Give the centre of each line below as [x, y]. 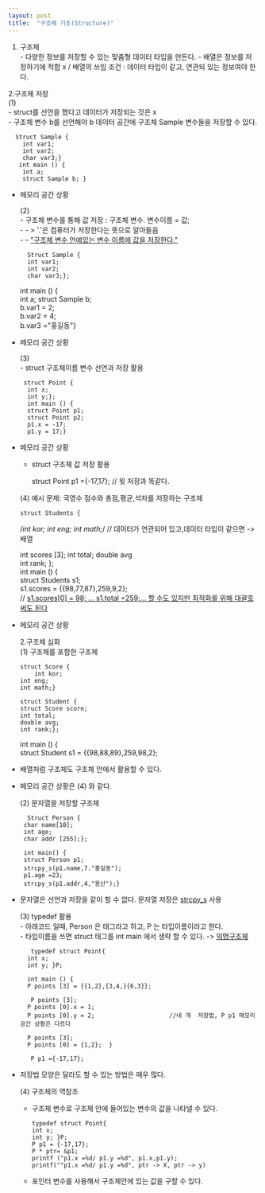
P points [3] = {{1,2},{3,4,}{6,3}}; [90, 986]
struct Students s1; [50, 580]
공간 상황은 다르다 [45, 1023]
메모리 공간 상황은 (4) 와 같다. [66, 786]
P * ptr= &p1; [55, 1151]
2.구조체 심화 [40, 641]
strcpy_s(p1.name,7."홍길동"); [73, 868]
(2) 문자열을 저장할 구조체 [60, 803]
